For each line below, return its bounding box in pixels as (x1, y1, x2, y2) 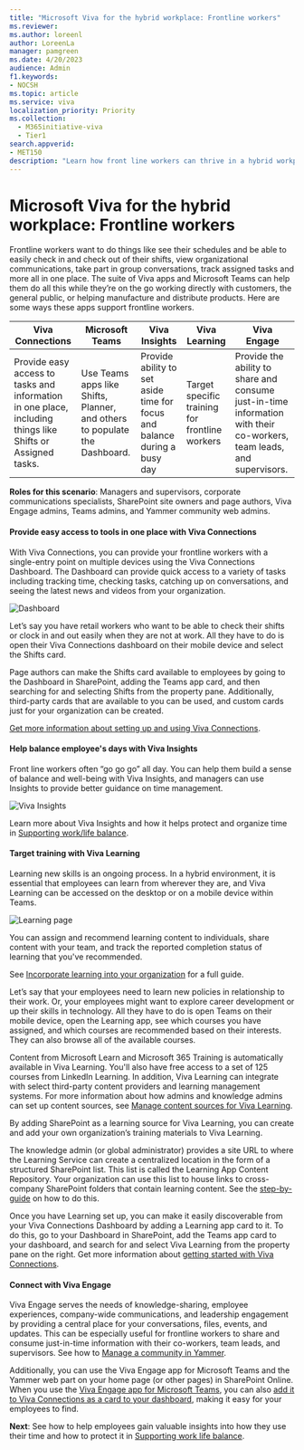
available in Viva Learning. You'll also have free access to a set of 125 (9, 1062, 269, 1073)
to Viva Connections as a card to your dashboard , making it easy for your (9, 1394, 282, 1405)
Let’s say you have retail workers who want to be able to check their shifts (9, 620, 285, 631)
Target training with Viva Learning (9, 848, 140, 859)
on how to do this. (32, 1193, 100, 1204)
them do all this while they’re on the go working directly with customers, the (9, 282, 292, 294)
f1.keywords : (9, 72, 59, 81)
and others (81, 413, 128, 425)
